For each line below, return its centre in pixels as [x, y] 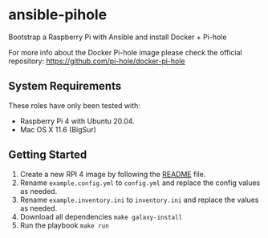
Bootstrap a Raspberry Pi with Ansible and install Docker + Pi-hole [118, 37]
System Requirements [65, 86]
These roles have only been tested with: [74, 105]
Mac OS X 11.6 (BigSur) [58, 129]
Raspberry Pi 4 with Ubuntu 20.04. [77, 121]
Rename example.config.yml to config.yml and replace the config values [140, 183]
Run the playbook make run [65, 225]
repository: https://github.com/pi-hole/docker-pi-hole [97, 61]
